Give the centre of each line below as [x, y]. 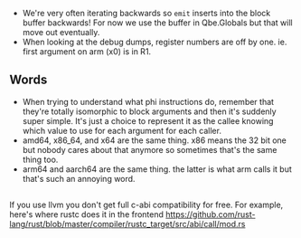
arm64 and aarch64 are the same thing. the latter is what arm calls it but [157, 169]
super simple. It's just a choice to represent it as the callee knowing [148, 120]
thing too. [40, 159]
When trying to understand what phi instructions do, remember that [148, 101]
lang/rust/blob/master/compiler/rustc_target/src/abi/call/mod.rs [127, 224]
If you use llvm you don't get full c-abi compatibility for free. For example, [146, 205]
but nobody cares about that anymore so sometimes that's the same [150, 149]
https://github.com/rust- [211, 214]
